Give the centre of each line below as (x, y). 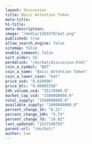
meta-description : (25, 29)
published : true (22, 39)
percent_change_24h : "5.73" (35, 115)
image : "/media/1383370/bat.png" (41, 34)
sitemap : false (21, 48)
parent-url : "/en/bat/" (30, 129)
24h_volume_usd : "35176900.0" (37, 91)
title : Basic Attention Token (37, 15)
